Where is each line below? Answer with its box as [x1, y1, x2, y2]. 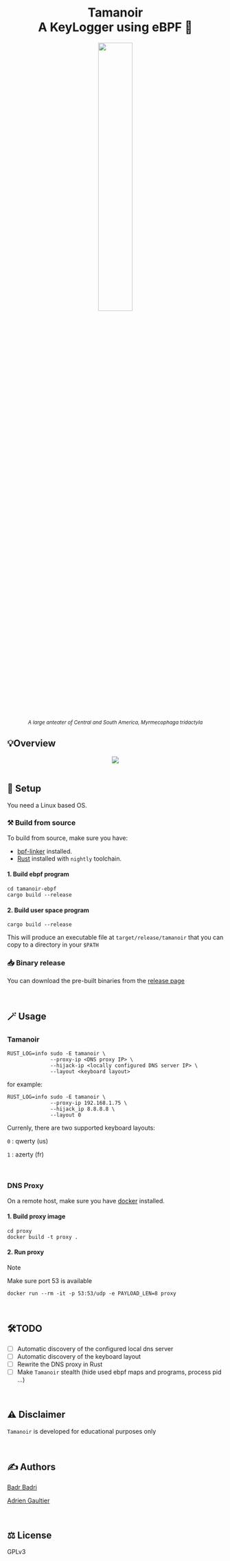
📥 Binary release [7, 958, 65, 968]
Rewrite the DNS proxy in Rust [16, 1360, 103, 1368]
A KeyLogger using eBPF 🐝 [37, 19, 193, 35]
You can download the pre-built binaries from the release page [7, 976, 185, 984]
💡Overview [7, 738, 56, 749]
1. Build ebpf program [7, 870, 70, 879]
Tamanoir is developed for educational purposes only [7, 1427, 157, 1435]
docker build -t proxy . [7, 1234, 78, 1240]
